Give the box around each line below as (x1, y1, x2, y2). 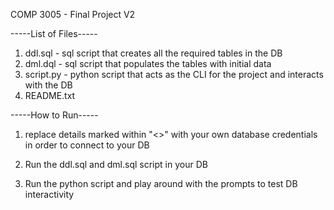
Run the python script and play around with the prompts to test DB (24, 178, 298, 189)
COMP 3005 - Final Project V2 (10, 9, 136, 20)
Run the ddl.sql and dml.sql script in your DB (24, 159, 208, 170)
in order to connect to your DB (24, 139, 150, 151)
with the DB (24, 79, 73, 91)
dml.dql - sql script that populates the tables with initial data (24, 58, 272, 69)
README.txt (24, 90, 76, 101)
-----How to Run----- (10, 109, 99, 121)
